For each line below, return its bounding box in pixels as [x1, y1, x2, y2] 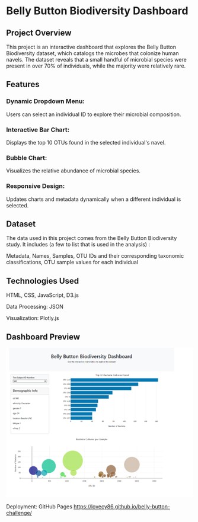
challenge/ [6, 510, 33, 517]
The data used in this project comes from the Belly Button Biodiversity [6, 235, 177, 242]
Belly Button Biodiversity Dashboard [6, 4, 189, 18]
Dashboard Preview [6, 332, 81, 342]
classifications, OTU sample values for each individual [6, 259, 138, 266]
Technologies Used [6, 276, 79, 286]
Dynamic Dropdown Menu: [6, 97, 85, 105]
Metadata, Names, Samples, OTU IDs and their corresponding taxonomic [6, 252, 184, 260]
